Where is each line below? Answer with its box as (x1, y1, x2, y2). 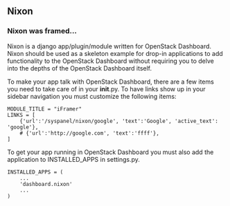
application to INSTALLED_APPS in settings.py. (7, 155, 141, 163)
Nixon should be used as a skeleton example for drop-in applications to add (7, 49, 223, 57)
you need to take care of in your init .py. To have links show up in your (7, 84, 206, 93)
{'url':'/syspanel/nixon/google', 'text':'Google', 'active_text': (19, 118, 218, 124)
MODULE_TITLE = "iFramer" (7, 105, 82, 113)
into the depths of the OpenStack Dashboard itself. (7, 64, 152, 72)
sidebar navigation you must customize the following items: (7, 92, 177, 100)
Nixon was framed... (7, 26, 78, 36)
